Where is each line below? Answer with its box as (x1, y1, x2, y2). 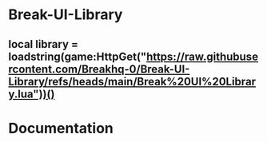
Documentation (8, 119, 114, 137)
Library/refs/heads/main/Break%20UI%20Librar (8, 74, 257, 89)
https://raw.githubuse (146, 49, 258, 63)
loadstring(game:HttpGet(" (8, 49, 147, 63)
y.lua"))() (8, 87, 55, 101)
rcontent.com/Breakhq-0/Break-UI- (8, 62, 190, 76)
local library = (8, 37, 78, 51)
